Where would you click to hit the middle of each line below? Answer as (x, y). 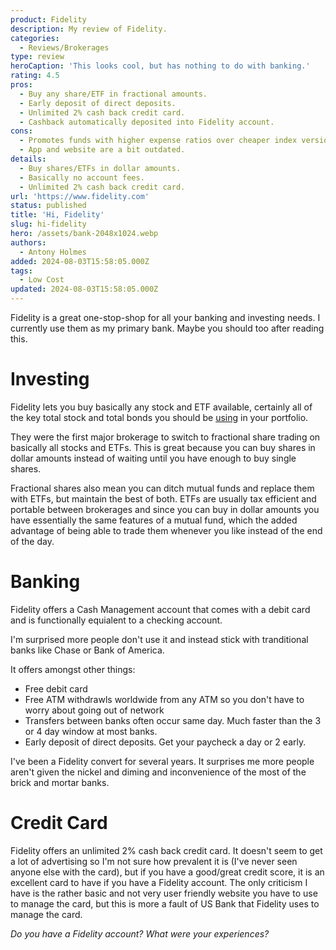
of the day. (32, 541)
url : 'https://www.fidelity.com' (80, 196)
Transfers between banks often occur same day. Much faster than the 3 (173, 720)
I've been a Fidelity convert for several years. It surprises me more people (162, 761)
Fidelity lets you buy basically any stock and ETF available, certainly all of (161, 407)
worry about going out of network (94, 710)
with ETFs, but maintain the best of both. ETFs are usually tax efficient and (163, 498)
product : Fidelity (48, 19)
